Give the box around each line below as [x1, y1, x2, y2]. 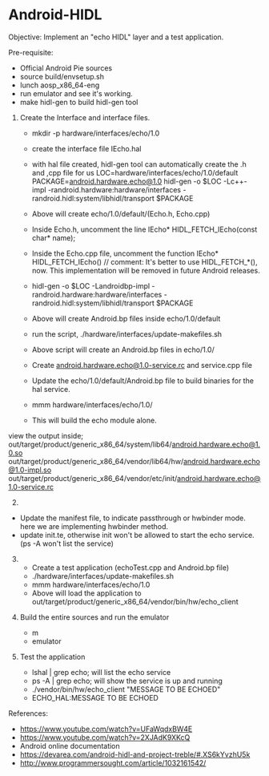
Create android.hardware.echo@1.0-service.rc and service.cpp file [31, 360, 252, 370]
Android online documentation [19, 741, 120, 750]
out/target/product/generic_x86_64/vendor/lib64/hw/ [8, 456, 184, 466]
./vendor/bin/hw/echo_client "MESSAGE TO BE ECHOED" [31, 684, 221, 694]
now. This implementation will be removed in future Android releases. [31, 265, 260, 275]
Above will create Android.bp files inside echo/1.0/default [31, 313, 221, 323]
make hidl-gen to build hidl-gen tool [19, 97, 139, 107]
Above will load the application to [31, 588, 142, 598]
